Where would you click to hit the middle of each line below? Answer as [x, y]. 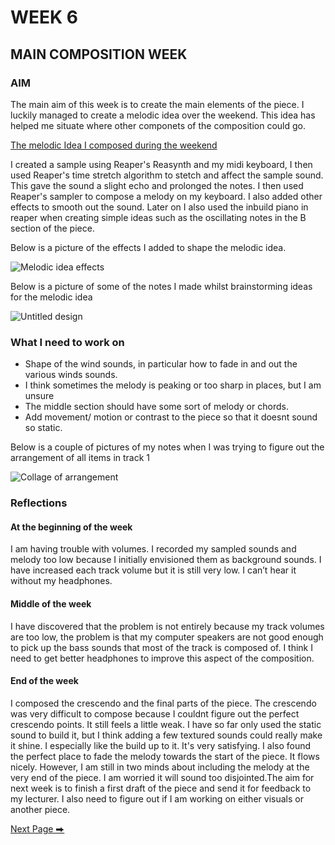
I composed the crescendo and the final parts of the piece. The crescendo [163, 703]
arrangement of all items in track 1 [80, 458]
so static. [43, 428]
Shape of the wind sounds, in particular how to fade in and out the [161, 364]
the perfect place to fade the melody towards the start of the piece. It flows [165, 756]
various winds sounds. [71, 375]
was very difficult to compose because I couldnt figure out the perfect [155, 713]
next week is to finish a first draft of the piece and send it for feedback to [161, 788]
